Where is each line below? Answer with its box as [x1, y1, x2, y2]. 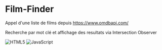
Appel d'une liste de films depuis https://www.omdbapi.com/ [5, 20, 129, 26]
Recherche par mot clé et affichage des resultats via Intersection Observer [5, 29, 157, 35]
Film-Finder [5, 3, 54, 15]
